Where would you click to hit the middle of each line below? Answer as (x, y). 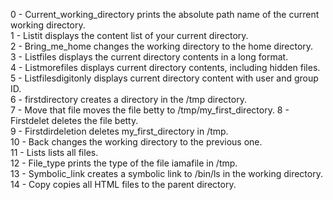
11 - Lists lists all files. (54, 152)
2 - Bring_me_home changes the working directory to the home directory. (162, 46)
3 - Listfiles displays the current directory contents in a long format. (149, 57)
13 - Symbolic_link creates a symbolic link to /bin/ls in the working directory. (166, 173)
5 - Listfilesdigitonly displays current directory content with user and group (164, 78)
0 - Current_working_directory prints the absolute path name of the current (165, 14)
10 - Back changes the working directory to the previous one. (136, 142)
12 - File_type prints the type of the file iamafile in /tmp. (124, 163)
